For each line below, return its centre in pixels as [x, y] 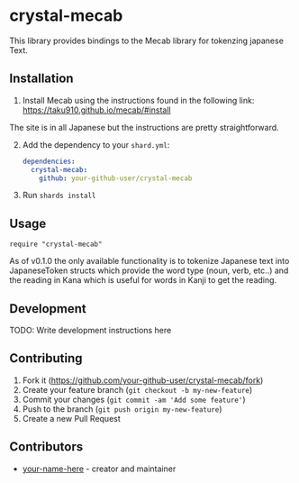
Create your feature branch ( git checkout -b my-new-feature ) [137, 389]
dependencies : [49, 161]
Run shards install [59, 196]
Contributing [46, 358]
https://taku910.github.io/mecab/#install [96, 110]
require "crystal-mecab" [56, 244]
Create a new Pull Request [72, 418]
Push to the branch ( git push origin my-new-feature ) [122, 409]
